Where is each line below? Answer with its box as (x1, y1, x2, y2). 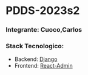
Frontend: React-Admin (14, 62, 73, 70)
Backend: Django (14, 55, 58, 63)
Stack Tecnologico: (5, 42, 64, 51)
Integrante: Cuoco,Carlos (5, 26, 83, 34)
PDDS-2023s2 (5, 4, 80, 18)
